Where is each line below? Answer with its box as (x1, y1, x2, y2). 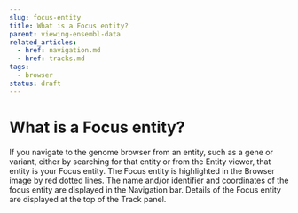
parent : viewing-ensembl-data (9, 29, 122, 38)
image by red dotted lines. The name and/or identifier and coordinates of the (9, 175, 289, 185)
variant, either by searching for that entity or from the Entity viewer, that (9, 156, 271, 167)
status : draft (9, 79, 62, 88)
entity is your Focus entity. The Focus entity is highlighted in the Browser (9, 165, 275, 176)
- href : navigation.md (17, 46, 101, 55)
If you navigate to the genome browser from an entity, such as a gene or (9, 146, 273, 157)
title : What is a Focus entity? (9, 21, 129, 30)
